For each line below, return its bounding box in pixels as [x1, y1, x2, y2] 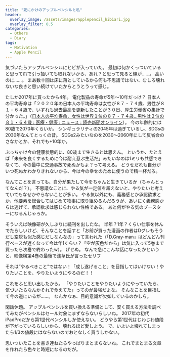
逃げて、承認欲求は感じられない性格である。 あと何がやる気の [14, 204, 144, 210]
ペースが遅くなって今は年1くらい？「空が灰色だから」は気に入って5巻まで [9, 240, 164, 246]
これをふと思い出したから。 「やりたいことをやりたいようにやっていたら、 [5, 280, 161, 286]
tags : [5, 40, 17, 46]
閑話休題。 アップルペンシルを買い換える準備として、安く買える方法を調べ [5, 304, 161, 310]
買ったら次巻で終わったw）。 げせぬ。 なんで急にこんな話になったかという [5, 246, 160, 252]
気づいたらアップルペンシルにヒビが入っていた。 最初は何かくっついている [5, 64, 161, 70]
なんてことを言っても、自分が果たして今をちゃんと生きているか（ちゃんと [5, 178, 159, 185]
